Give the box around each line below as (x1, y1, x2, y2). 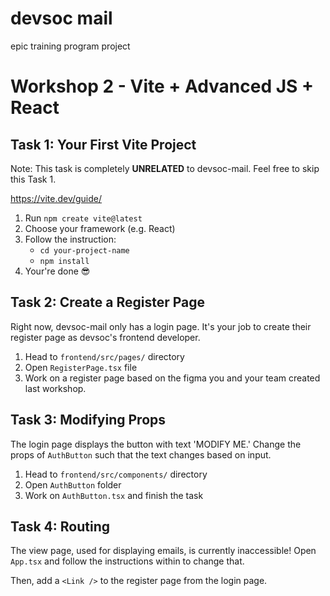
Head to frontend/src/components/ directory (24, 468, 208, 480)
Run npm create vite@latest (24, 212, 143, 224)
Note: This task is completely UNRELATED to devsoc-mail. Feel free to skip (10, 162, 320, 174)
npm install (39, 256, 90, 266)
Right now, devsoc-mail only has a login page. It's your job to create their (10, 320, 312, 332)
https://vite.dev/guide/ (10, 192, 103, 204)
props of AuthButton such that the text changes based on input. (10, 448, 272, 461)
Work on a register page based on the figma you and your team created (24, 372, 321, 384)
